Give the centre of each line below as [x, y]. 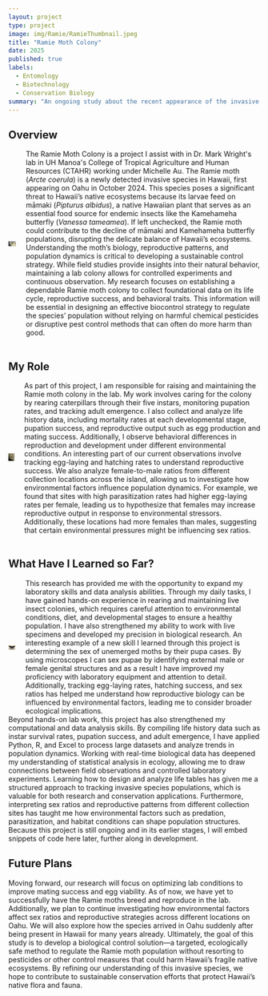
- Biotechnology [42, 84]
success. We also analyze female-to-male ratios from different [127, 471]
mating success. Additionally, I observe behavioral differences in [130, 437]
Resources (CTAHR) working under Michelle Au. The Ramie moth [133, 171]
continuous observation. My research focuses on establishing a [131, 282]
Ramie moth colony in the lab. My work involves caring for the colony [138, 394]
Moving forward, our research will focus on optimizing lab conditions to [126, 883]
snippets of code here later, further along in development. [103, 838]
